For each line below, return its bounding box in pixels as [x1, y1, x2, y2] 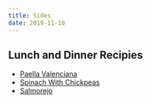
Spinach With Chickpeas [19, 78, 100, 87]
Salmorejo [19, 86, 53, 96]
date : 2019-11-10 [8, 19, 66, 27]
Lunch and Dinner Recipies [8, 48, 144, 62]
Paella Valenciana [19, 69, 77, 79]
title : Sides [8, 11, 51, 20]
